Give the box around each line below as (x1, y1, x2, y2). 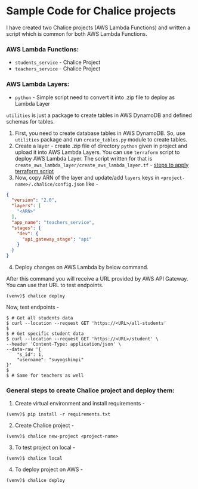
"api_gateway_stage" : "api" (21, 236, 92, 242)
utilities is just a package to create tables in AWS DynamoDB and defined (6, 112, 192, 119)
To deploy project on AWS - (14, 466, 83, 473)
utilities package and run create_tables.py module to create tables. (14, 136, 188, 143)
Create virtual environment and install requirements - (14, 400, 145, 407)
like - (85, 180, 98, 187)
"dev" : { (17, 230, 39, 236)
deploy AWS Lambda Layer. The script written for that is (14, 155, 153, 162)
